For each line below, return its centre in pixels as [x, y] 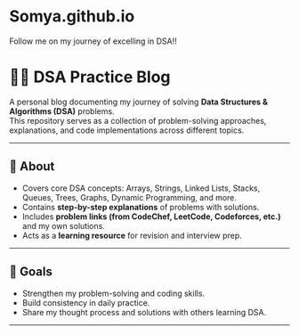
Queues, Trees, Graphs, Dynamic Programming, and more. [129, 197]
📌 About [32, 167]
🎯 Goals [31, 272]
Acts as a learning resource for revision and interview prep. [132, 235]
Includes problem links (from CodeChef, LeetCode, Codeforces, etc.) [151, 217]
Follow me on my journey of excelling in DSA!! [93, 41]
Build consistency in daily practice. [86, 302]
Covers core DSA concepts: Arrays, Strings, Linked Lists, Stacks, [141, 188]
